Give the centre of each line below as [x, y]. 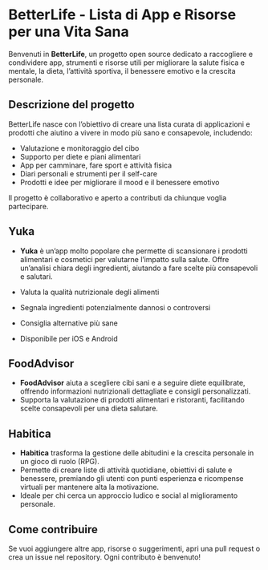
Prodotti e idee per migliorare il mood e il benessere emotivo [120, 182]
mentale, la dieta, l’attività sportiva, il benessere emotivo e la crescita [122, 71]
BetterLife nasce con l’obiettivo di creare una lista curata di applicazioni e [129, 124]
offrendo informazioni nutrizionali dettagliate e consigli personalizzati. [135, 391]
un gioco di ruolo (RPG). [60, 462]
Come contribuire [53, 530]
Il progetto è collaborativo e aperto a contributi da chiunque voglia [118, 197]
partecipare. [28, 206]
